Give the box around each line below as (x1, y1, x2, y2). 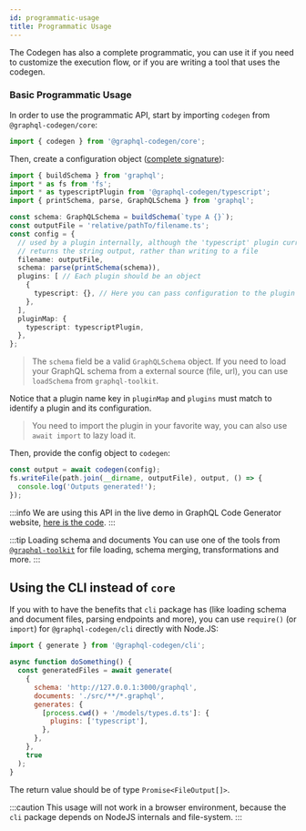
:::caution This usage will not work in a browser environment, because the (9, 802, 287, 813)
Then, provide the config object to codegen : (9, 448, 171, 459)
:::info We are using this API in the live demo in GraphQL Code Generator (9, 507, 282, 518)
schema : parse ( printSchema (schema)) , (17, 263, 161, 273)
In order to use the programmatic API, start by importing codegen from (9, 109, 270, 120)
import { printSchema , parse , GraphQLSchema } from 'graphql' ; (9, 197, 255, 206)
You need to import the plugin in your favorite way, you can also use (31, 421, 288, 431)
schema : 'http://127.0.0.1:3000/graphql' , (33, 683, 198, 692)
